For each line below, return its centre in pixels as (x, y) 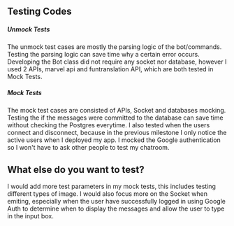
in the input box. (30, 216)
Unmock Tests (29, 29)
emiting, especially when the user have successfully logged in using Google (116, 202)
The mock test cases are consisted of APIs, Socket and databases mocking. (117, 111)
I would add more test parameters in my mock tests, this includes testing (112, 186)
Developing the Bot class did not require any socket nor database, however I (117, 62)
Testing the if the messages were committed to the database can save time (115, 118)
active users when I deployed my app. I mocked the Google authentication (114, 140)
